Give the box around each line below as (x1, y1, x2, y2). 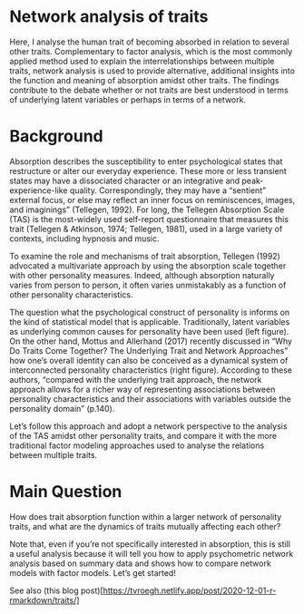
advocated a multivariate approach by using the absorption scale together (9, 260, 287, 271)
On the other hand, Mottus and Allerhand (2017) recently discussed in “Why (9, 336, 293, 346)
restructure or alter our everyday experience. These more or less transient (9, 165, 288, 176)
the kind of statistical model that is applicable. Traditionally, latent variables (9, 316, 290, 327)
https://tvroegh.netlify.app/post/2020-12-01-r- (103, 585, 277, 596)
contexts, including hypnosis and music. (9, 233, 161, 244)
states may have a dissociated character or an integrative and (9, 175, 240, 186)
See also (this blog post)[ (9, 585, 103, 596)
